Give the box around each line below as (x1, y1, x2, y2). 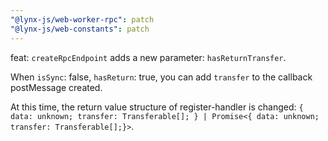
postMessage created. (10, 81, 103, 93)
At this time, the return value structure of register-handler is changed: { (10, 101, 304, 113)
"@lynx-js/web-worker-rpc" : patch (10, 14, 155, 25)
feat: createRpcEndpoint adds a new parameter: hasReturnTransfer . (10, 51, 287, 63)
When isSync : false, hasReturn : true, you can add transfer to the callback (10, 71, 313, 83)
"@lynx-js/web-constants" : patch (10, 24, 150, 34)
